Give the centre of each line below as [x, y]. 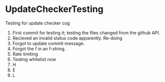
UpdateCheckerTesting [54, 9]
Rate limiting [25, 54]
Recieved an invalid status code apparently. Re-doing [67, 38]
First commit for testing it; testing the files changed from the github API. [86, 32]
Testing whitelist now [34, 59]
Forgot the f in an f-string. [39, 48]
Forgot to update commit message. [48, 43]
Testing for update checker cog [37, 23]
